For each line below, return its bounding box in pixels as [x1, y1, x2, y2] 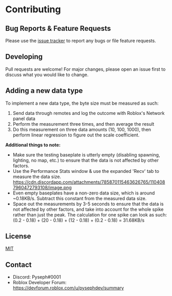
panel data [12, 115, 36, 122]
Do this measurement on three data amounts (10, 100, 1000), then [12, 126, 151, 132]
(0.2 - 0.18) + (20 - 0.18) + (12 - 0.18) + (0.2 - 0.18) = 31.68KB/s [12, 217, 145, 223]
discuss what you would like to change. [5, 71, 89, 77]
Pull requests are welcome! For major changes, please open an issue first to [5, 66, 166, 72]
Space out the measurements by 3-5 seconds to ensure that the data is [12, 201, 164, 207]
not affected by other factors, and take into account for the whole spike [12, 206, 164, 212]
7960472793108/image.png [12, 184, 72, 190]
